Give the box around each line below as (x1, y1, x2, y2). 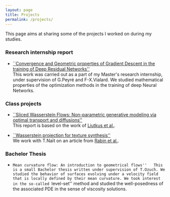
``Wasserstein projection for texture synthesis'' (12, 132, 111, 138)
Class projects (5, 100, 42, 107)
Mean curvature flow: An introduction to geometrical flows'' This (12, 163, 163, 168)
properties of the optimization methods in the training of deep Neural (12, 82, 157, 88)
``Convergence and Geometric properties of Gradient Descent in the (12, 60, 155, 67)
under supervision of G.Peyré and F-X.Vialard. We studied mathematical (12, 77, 163, 83)
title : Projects (5, 12, 40, 17)
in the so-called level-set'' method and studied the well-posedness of (12, 181, 163, 187)
